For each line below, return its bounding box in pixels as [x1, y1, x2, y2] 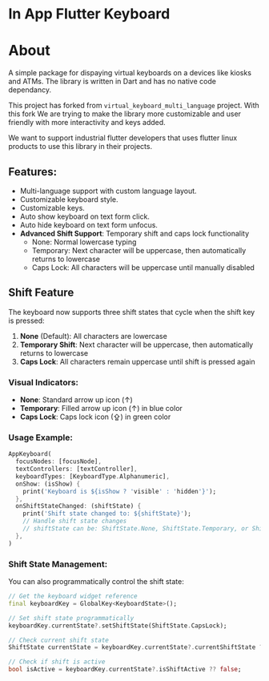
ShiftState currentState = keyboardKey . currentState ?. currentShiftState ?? [8, 643, 267, 651]
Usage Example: [8, 432, 74, 443]
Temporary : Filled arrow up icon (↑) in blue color [19, 404, 183, 413]
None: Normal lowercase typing [31, 237, 137, 247]
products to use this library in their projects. [8, 142, 153, 151]
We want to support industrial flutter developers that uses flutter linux [8, 133, 238, 143]
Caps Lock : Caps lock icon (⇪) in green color [19, 412, 171, 421]
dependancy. [8, 85, 52, 95]
